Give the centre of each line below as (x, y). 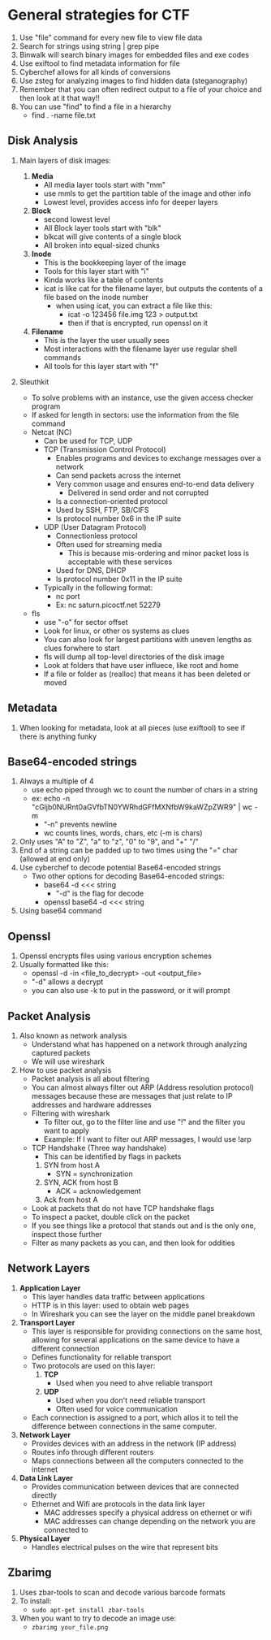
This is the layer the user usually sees (106, 340)
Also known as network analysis (73, 1035)
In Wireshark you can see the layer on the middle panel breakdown (143, 1313)
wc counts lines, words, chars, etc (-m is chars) (123, 833)
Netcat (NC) (52, 432)
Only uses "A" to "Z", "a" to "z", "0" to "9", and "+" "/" (109, 842)
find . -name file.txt (64, 115)
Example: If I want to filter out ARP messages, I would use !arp (148, 1139)
